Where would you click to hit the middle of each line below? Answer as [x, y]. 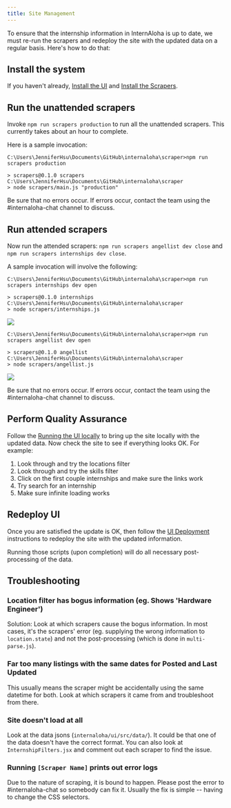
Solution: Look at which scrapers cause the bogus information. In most [108, 624]
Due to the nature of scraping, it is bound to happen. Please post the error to [116, 783]
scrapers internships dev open [52, 286]
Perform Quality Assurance [67, 419]
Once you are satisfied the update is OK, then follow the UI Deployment [109, 531]
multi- [196, 639]
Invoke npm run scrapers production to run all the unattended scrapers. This [116, 124]
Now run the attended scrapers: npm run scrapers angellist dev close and [115, 246]
